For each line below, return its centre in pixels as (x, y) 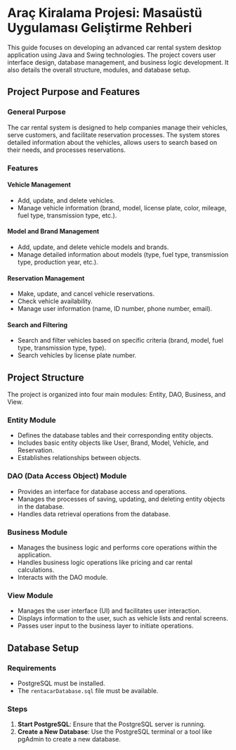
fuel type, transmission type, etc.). (67, 215)
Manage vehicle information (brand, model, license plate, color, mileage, (122, 208)
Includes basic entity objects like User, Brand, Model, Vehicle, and (113, 443)
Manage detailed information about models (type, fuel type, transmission (123, 254)
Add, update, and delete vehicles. (66, 200)
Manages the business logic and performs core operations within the (117, 547)
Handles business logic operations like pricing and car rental (105, 562)
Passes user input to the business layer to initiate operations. (105, 626)
